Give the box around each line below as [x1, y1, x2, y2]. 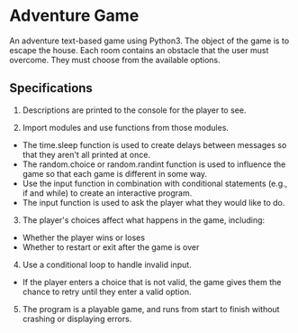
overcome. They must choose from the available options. [9, 54, 221, 65]
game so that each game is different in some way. [22, 168, 208, 179]
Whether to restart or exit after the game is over [22, 241, 200, 253]
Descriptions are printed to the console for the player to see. [22, 105, 247, 116]
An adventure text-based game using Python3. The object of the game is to [9, 35, 290, 46]
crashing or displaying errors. [22, 313, 132, 324]
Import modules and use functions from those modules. [22, 122, 230, 133]
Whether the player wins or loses [22, 232, 146, 243]
